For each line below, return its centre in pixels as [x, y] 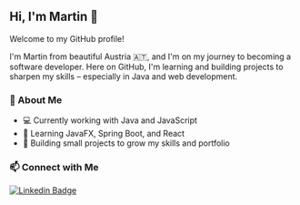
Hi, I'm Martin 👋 [54, 17]
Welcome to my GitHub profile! [67, 38]
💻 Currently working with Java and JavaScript [110, 120]
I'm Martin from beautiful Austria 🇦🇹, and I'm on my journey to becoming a [150, 56]
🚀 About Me [36, 99]
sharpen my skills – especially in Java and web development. [124, 76]
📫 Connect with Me [54, 168]
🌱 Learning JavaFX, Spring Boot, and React [103, 134]
